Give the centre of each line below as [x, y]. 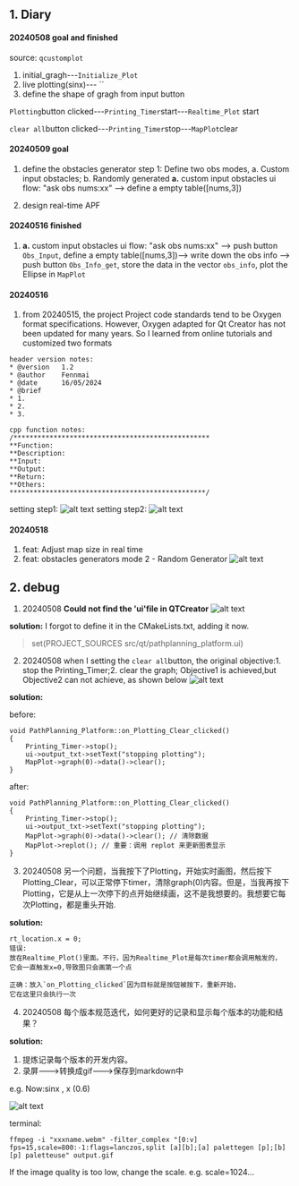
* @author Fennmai [50, 375]
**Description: [38, 454]
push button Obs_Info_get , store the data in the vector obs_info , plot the [155, 265]
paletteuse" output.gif [70, 1156]
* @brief [26, 391]
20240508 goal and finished [64, 37]
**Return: [28, 477]
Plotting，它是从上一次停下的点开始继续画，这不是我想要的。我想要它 [150, 893]
